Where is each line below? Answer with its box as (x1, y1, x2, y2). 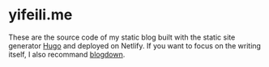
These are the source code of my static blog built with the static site (8, 32, 236, 42)
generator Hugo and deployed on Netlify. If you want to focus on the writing (8, 40, 262, 50)
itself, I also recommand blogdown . (8, 49, 126, 59)
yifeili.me (8, 6, 73, 24)
